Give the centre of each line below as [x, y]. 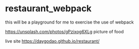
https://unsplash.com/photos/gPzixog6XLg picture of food [65, 31]
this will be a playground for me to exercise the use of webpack [69, 22]
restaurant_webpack [49, 9]
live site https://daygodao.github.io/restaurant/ [52, 41]
